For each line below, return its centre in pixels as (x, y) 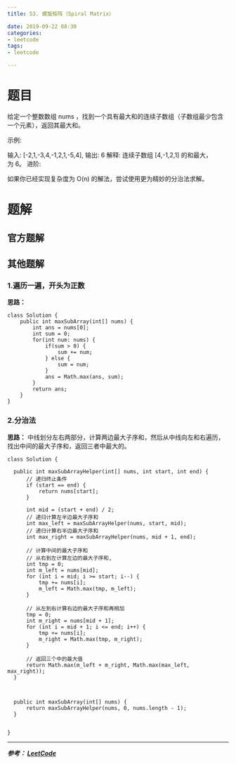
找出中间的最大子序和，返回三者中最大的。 (69, 446)
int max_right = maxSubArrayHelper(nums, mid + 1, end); (111, 537)
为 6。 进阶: (24, 164)
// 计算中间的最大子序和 (57, 551)
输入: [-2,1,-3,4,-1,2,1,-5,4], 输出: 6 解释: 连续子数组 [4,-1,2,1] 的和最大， (110, 154)
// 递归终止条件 (46, 479)
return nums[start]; (68, 491)
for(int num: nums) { (64, 340)
